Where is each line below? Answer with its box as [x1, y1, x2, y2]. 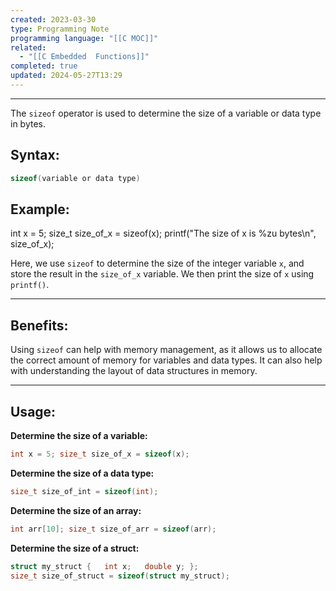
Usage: [10, 403, 57, 420]
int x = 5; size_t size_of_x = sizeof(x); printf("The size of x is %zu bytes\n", [10, 227, 317, 240]
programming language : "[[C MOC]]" [10, 33, 159, 43]
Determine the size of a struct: [10, 542, 140, 554]
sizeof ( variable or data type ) [10, 173, 141, 183]
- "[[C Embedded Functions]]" [19, 52, 150, 62]
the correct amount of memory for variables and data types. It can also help [10, 354, 323, 366]
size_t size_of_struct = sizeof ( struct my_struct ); [10, 571, 230, 581]
